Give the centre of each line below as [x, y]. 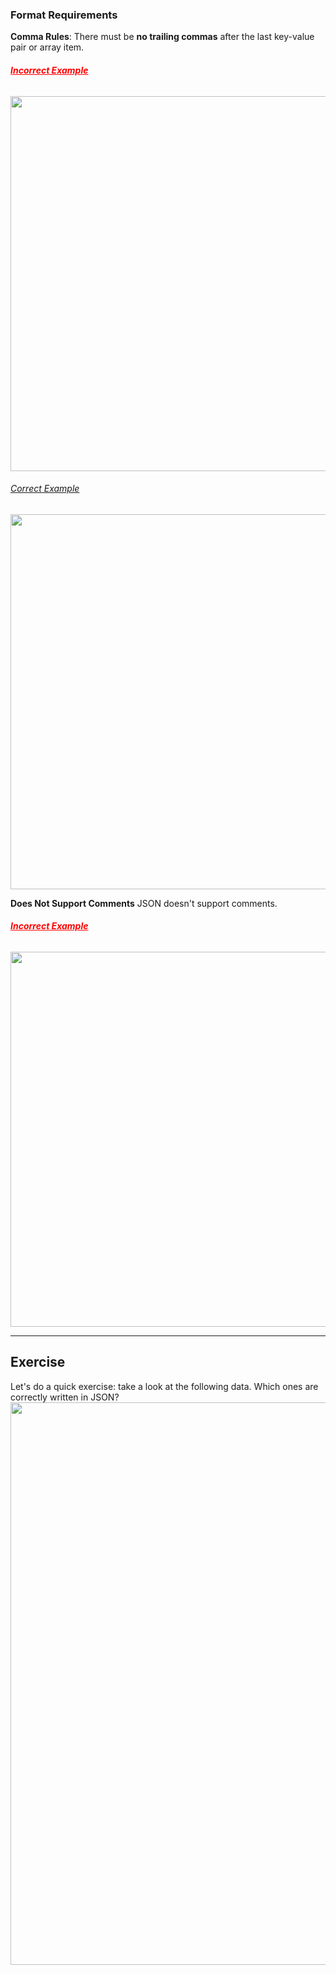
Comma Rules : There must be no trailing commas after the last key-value [162, 37]
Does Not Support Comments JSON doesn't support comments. [144, 903]
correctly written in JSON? [65, 1397]
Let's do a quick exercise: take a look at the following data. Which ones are [164, 1386]
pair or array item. [47, 47]
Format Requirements [64, 15]
